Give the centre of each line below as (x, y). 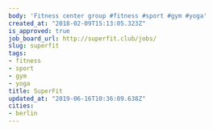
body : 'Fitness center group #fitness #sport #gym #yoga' (108, 16)
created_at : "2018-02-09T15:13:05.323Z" (77, 23)
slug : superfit (34, 46)
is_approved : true (39, 31)
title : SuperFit (35, 91)
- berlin (23, 114)
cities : (21, 106)
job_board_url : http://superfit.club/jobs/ (83, 38)
